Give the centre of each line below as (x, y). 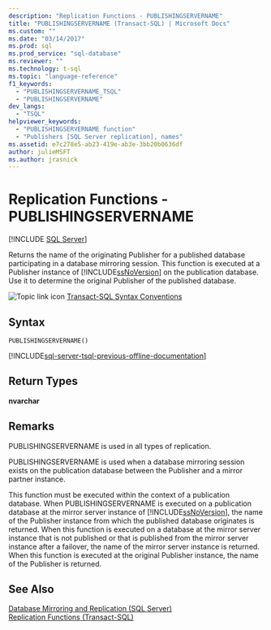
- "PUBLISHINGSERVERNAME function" (76, 129)
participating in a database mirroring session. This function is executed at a (134, 264)
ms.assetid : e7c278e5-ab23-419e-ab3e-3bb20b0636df (96, 144)
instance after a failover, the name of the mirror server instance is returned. (134, 546)
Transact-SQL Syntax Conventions (124, 296)
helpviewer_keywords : (45, 122)
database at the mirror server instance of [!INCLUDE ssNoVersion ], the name (136, 511)
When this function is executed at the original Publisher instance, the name (133, 555)
